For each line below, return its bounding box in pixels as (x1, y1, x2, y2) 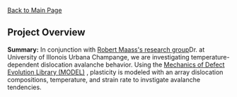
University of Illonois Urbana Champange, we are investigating (7, 52, 190, 61)
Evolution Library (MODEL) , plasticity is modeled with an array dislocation (7, 67, 224, 76)
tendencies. (7, 83, 42, 91)
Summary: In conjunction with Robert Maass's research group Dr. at (7, 45, 205, 54)
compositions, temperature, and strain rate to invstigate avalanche (7, 75, 200, 84)
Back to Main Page (7, 6, 62, 14)
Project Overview (7, 26, 86, 38)
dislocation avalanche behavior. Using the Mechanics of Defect (40, 60, 225, 69)
